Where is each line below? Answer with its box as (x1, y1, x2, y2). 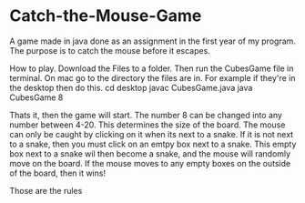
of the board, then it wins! (9, 167, 107, 178)
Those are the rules (9, 185, 83, 196)
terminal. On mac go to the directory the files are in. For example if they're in (9, 72, 296, 83)
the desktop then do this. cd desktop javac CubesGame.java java (9, 82, 253, 93)
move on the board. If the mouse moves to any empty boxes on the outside (9, 157, 291, 168)
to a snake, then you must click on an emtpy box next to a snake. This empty (9, 138, 297, 149)
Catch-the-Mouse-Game (9, 5, 202, 26)
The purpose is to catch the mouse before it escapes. (9, 45, 211, 56)
